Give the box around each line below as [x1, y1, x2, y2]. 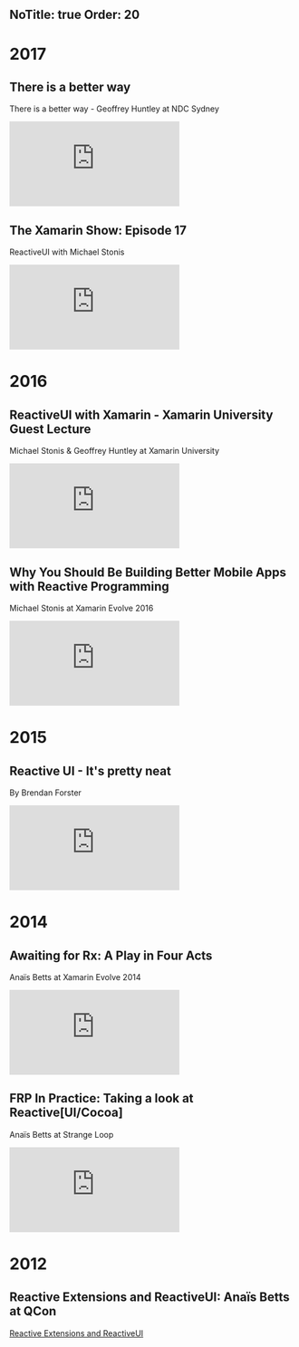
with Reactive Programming [9, 579, 169, 594]
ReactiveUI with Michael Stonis [9, 246, 125, 257]
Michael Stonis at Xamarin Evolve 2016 [9, 602, 154, 614]
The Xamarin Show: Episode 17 [9, 222, 188, 238]
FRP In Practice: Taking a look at [9, 1091, 194, 1106]
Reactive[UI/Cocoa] [9, 1105, 124, 1121]
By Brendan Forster [9, 787, 82, 798]
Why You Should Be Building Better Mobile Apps [9, 564, 287, 580]
